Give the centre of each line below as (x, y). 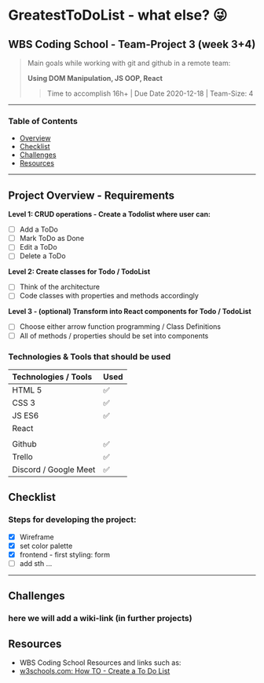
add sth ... (36, 563)
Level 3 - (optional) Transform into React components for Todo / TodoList (130, 312)
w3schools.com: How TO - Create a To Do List (95, 670)
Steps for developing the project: (72, 520)
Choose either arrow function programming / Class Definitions (120, 327)
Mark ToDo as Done (52, 239)
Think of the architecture (60, 287)
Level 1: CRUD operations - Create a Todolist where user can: (109, 214)
